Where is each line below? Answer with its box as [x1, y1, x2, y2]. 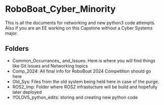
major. [5, 30, 18, 36]
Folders [5, 44, 29, 53]
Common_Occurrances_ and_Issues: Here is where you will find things [12, 58, 156, 64]
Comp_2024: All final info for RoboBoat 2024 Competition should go [12, 68, 152, 74]
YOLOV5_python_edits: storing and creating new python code [12, 94, 138, 100]
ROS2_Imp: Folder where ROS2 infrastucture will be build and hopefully [12, 84, 158, 90]
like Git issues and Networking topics [12, 63, 88, 69]
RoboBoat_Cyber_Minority [5, 3, 116, 15]
